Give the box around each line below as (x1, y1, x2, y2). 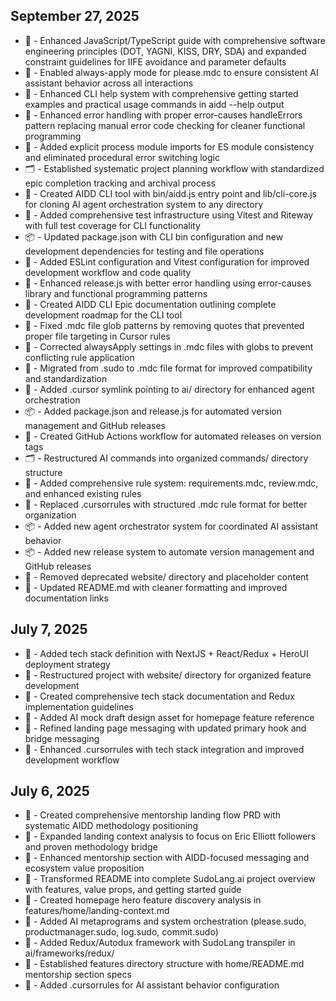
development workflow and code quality (24, 266, 192, 278)
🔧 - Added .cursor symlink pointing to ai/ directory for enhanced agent (24, 383, 315, 395)
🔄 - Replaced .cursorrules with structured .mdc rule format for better (24, 498, 308, 510)
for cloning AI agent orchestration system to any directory (24, 198, 264, 210)
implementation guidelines (24, 700, 134, 713)
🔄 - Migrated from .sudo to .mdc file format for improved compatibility (24, 362, 313, 374)
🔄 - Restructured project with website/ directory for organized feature (24, 669, 312, 681)
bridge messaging (24, 732, 100, 744)
